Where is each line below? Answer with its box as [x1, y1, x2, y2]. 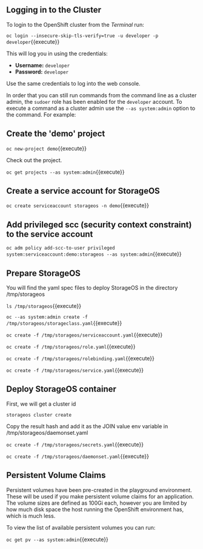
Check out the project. [6, 156, 62, 163]
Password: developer [15, 68, 69, 75]
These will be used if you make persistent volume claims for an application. [6, 493, 194, 500]
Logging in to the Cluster [6, 5, 102, 15]
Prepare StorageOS [6, 268, 81, 278]
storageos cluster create [6, 412, 72, 418]
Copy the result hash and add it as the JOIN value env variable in [6, 422, 168, 430]
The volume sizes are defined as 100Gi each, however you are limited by [6, 499, 187, 506]
